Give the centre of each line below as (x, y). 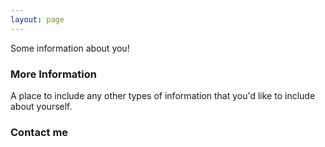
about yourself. (41, 106)
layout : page (37, 19)
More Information (53, 74)
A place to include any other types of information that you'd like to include (163, 95)
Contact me (39, 132)
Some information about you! (70, 48)
